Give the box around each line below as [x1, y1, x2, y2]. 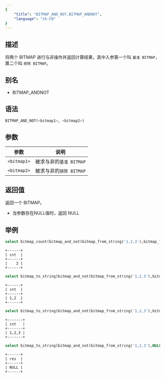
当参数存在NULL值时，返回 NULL [12, 210, 80, 216]
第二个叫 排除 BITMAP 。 [5, 60, 51, 66]
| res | [5, 356, 23, 361]
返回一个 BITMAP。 [5, 200, 45, 206]
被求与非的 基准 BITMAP [35, 158, 86, 165]
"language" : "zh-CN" [14, 16, 56, 21]
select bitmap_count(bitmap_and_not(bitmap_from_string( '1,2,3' [5, 239, 139, 244]
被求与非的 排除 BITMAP [35, 167, 86, 174]
